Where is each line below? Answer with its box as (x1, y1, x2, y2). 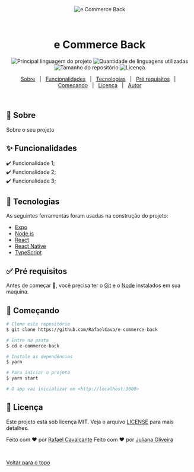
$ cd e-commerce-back (6, 343, 60, 349)
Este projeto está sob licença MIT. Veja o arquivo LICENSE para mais (6, 418, 174, 425)
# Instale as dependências (6, 353, 73, 359)
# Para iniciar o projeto (6, 370, 70, 376)
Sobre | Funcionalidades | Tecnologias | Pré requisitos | (20, 75, 176, 82)
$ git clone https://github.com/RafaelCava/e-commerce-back (6, 326, 158, 333)
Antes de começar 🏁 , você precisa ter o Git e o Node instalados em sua (6, 282, 181, 289)
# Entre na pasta (6, 337, 49, 343)
